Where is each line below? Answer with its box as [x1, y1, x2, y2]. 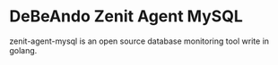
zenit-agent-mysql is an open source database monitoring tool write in [9, 36, 270, 46]
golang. [9, 45, 38, 55]
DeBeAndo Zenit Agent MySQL [9, 6, 244, 27]
